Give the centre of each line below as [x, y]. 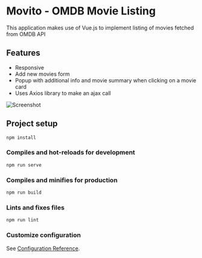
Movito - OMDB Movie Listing [81, 11]
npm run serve [24, 165]
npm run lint [23, 220]
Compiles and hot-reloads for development [71, 153]
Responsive [29, 67]
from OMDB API [26, 34]
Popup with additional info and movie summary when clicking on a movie [106, 80]
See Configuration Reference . [43, 248]
